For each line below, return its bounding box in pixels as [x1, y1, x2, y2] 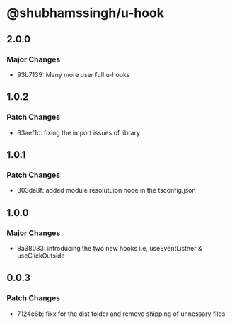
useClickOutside [16, 251, 65, 260]
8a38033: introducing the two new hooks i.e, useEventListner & [16, 244, 202, 252]
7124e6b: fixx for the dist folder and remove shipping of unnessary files [16, 309, 226, 318]
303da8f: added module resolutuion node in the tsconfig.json [16, 186, 196, 195]
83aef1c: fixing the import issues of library [16, 128, 141, 137]
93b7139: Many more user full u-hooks [16, 70, 130, 79]
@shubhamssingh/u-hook [6, 5, 164, 21]
